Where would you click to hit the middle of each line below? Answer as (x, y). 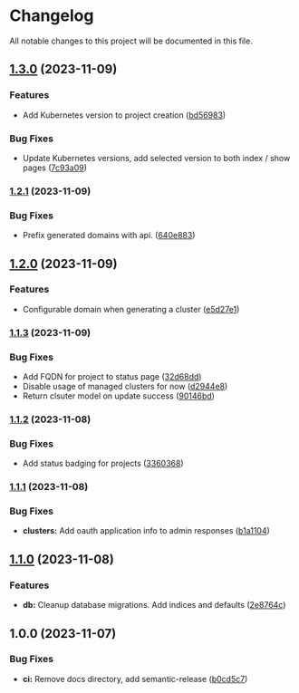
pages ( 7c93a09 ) (55, 168)
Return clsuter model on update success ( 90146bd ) (119, 396)
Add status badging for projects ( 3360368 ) (103, 464)
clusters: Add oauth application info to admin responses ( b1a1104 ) (146, 531)
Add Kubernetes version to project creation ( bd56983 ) (124, 115)
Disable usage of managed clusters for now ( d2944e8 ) (125, 387)
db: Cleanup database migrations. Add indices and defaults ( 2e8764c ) (154, 605)
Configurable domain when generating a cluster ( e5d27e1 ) (131, 309)
